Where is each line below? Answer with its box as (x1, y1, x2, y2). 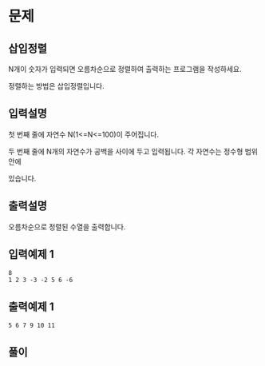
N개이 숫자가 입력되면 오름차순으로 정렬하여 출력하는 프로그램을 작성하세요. (8, 65, 242, 74)
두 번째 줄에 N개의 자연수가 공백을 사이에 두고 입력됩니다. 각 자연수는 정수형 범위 (8, 146, 258, 156)
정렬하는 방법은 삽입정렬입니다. (8, 82, 105, 90)
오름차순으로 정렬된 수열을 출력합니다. (8, 221, 126, 232)
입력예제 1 (8, 248, 54, 261)
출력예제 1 (8, 300, 54, 313)
